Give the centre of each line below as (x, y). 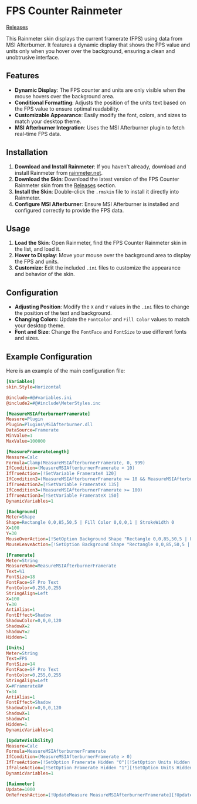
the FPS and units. (37, 262)
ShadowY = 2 (18, 632)
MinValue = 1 (19, 436)
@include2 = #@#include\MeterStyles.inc (53, 403)
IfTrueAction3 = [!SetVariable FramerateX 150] (62, 496)
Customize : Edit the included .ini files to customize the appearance (97, 268)
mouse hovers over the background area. (64, 96)
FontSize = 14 (21, 664)
